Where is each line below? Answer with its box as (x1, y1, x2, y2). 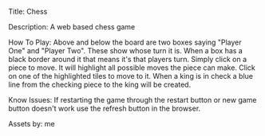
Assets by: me (8, 119, 55, 128)
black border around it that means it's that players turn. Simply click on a (8, 55, 247, 64)
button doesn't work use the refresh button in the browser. (8, 103, 201, 113)
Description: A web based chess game (8, 22, 136, 31)
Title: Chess (8, 7, 48, 16)
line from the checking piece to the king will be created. (8, 80, 192, 89)
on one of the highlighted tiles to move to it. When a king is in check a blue (8, 72, 254, 80)
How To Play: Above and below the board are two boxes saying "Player (8, 37, 242, 47)
